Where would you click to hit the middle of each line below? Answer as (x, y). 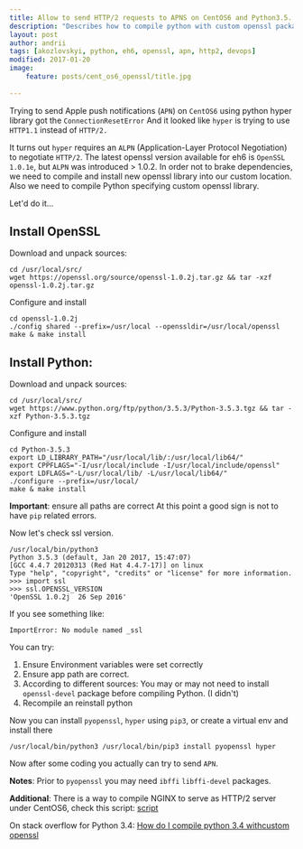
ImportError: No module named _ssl (76, 630)
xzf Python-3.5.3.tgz (50, 416)
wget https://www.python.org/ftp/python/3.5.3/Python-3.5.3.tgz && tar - (151, 409)
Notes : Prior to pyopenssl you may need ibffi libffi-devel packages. (140, 781)
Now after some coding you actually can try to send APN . (114, 763)
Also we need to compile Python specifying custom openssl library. (134, 185)
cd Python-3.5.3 (40, 450)
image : (22, 69)
